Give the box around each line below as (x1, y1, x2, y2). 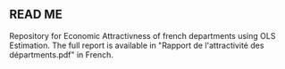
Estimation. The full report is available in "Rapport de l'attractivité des (9, 40, 264, 50)
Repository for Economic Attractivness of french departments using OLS (9, 30, 276, 41)
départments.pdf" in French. (9, 49, 113, 60)
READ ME (9, 7, 63, 22)
